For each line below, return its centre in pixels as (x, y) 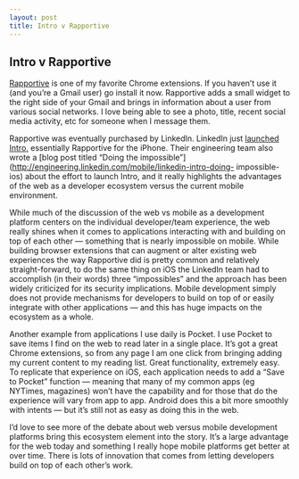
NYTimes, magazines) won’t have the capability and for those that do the (144, 391)
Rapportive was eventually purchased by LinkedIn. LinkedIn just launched (144, 138)
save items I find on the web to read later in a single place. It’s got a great (144, 343)
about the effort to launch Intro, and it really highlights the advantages (154, 177)
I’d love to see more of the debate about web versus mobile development (144, 427)
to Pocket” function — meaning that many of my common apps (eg (132, 382)
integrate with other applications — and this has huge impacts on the (136, 308)
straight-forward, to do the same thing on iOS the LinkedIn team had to (139, 269)
